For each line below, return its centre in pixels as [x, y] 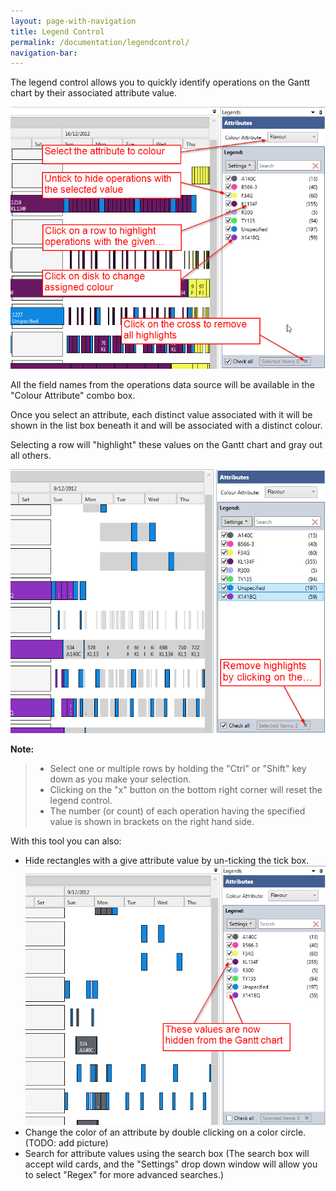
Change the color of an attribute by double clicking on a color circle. [165, 1132]
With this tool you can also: [66, 841]
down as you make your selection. [120, 779]
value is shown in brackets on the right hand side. [152, 822]
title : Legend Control [57, 31]
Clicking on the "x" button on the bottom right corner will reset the [186, 790]
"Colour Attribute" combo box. [73, 395]
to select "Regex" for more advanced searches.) [124, 1175]
